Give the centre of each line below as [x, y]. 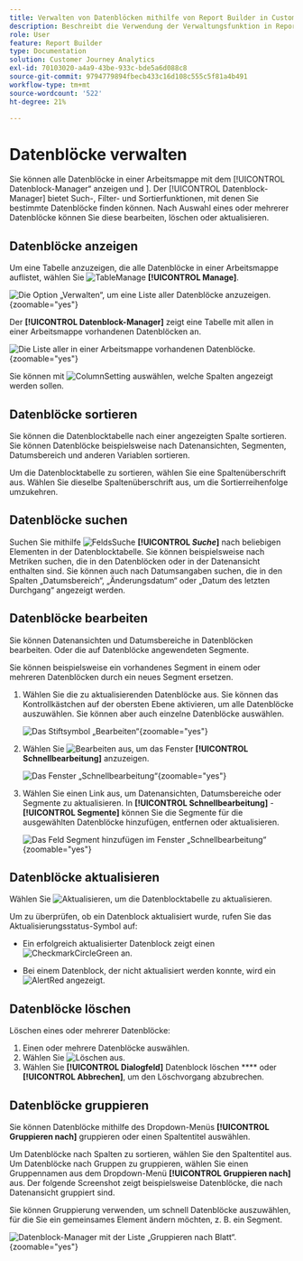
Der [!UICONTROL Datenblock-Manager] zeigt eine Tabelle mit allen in [142, 322]
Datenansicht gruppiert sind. [62, 1192]
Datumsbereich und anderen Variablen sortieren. [100, 455]
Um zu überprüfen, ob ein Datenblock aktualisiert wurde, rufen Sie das [141, 917]
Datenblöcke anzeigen [73, 246]
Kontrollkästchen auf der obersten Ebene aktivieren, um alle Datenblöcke [158, 704]
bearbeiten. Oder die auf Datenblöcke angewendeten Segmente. [129, 649]
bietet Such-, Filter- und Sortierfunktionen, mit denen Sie [153, 199]
